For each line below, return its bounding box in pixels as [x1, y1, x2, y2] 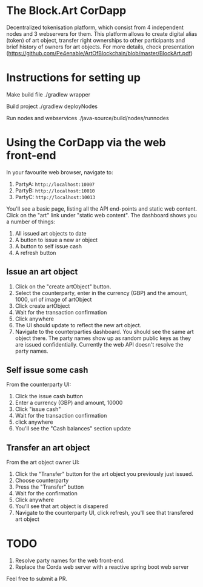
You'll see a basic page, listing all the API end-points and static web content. [6, 205, 198, 212]
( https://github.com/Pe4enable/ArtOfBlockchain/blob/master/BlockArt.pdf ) [6, 49, 193, 56]
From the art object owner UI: [6, 459, 80, 466]
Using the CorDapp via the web [6, 136, 166, 149]
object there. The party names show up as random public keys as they [15, 334, 191, 342]
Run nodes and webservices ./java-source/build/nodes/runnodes [6, 114, 169, 121]
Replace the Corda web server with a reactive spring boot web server [15, 563, 189, 571]
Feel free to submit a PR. [6, 575, 68, 583]
